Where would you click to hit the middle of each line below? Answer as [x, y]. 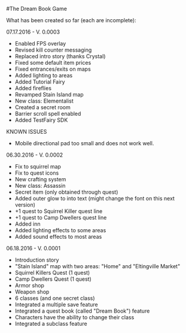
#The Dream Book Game [37, 9]
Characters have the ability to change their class [74, 317]
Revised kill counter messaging [53, 50]
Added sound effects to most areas [58, 237]
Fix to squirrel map [38, 166]
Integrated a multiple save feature [56, 304]
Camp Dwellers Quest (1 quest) [53, 279]
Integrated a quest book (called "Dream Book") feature [82, 311]
